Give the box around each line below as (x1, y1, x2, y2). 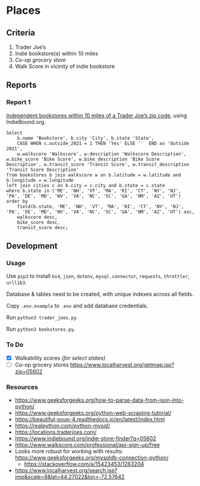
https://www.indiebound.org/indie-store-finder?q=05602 (14, 435, 156, 442)
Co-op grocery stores (14, 361, 69, 368)
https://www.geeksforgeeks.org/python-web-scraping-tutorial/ (14, 410, 172, 417)
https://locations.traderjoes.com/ (14, 428, 97, 436)
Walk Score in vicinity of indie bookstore (14, 63, 115, 70)
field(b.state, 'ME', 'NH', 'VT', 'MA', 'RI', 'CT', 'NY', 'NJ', (17, 203, 184, 209)
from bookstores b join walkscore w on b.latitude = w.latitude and (6, 172, 181, 178)
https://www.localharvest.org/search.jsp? (14, 467, 118, 474)
